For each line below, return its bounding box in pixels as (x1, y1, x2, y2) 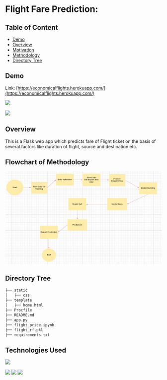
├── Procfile (5, 308, 32, 313)
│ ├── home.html (5, 303, 43, 308)
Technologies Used (5, 346, 66, 354)
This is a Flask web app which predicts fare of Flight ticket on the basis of (5, 138, 156, 144)
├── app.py (5, 317, 28, 323)
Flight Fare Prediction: (5, 3, 98, 15)
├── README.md (5, 313, 35, 318)
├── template (5, 298, 32, 303)
